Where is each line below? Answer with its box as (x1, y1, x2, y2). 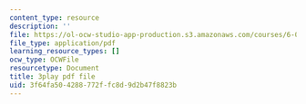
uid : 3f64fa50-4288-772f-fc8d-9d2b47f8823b (9, 80, 178, 90)
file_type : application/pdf (9, 38, 117, 48)
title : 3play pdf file (9, 72, 96, 81)
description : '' (9, 22, 71, 31)
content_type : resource (9, 13, 100, 23)
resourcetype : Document (9, 64, 100, 73)
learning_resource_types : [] (9, 47, 120, 56)
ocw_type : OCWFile (9, 55, 79, 64)
